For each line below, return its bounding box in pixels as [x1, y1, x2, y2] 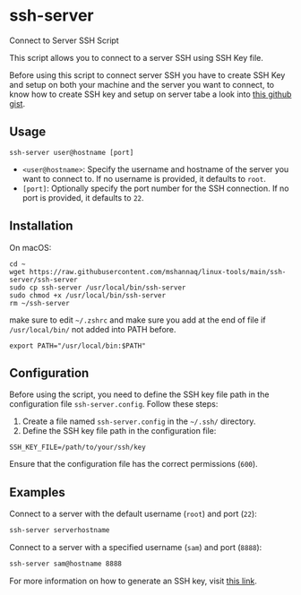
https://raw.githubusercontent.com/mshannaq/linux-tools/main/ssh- [29, 267, 287, 276]
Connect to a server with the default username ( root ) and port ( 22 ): [9, 508, 257, 520]
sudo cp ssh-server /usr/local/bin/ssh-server [9, 283, 186, 292]
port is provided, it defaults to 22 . [21, 192, 145, 203]
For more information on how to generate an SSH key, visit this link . [9, 575, 257, 586]
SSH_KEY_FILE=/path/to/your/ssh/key [9, 443, 146, 453]
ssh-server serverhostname [9, 526, 110, 535]
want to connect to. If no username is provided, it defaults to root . [21, 173, 266, 184]
